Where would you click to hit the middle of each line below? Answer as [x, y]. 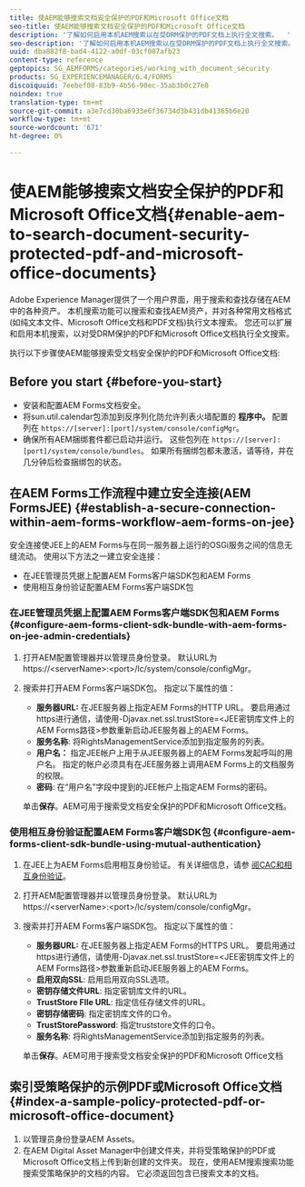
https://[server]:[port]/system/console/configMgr [138, 428]
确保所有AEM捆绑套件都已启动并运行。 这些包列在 [116, 439]
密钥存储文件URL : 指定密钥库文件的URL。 [114, 991]
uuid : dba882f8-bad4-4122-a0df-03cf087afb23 [95, 52]
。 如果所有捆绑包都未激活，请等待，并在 [217, 450]
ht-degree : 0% [36, 136]
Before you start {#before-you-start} [116, 382]
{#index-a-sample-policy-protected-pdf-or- [138, 1102]
